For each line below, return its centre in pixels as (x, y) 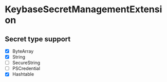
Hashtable (23, 74)
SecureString (26, 63)
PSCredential (26, 69)
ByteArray (23, 51)
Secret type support (38, 39)
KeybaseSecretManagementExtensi (83, 9)
